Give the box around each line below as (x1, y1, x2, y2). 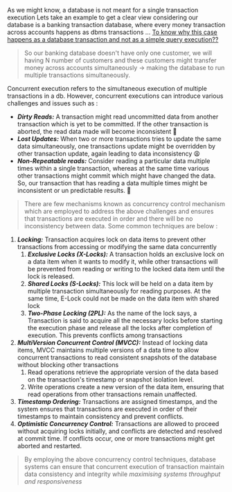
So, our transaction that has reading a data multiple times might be (17, 179, 208, 187)
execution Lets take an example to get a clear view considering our (7, 13, 199, 22)
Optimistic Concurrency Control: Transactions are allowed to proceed (17, 420, 220, 427)
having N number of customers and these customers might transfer (24, 56, 217, 65)
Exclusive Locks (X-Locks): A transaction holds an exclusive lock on (27, 250, 225, 258)
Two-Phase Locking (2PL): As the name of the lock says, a (27, 309, 197, 317)
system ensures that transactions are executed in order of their (17, 405, 197, 413)
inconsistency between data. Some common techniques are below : (24, 222, 218, 230)
